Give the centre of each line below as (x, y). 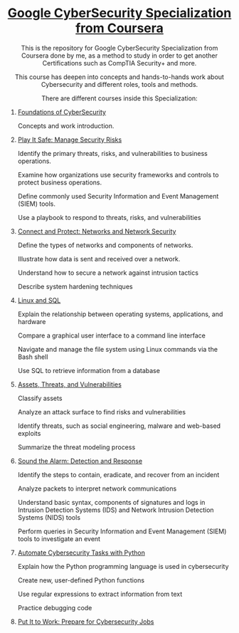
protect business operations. (60, 182)
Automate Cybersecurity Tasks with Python (81, 553)
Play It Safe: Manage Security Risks (70, 140)
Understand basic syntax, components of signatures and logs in (111, 502)
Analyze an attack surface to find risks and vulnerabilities (102, 412)
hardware (32, 321)
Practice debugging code (55, 607)
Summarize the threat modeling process (76, 447)
